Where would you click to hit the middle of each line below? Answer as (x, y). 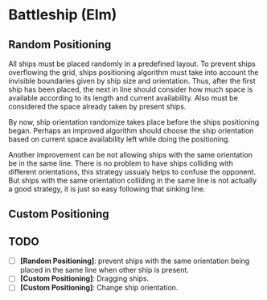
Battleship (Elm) (63, 15)
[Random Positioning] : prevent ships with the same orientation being (135, 261)
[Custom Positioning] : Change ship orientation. (99, 288)
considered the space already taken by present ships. (97, 107)
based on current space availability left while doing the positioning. (119, 139)
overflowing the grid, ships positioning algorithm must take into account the (133, 72)
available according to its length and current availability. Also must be (123, 98)
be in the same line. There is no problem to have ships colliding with (121, 163)
